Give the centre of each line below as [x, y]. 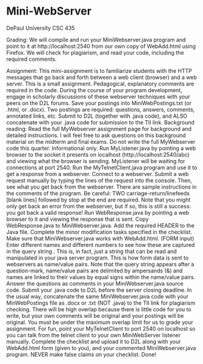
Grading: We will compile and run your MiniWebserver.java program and [96, 39]
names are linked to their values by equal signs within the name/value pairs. [101, 277]
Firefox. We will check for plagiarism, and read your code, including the [95, 52]
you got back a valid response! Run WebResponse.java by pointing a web [98, 212]
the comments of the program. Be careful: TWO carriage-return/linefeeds [98, 193]
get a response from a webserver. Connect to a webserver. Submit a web [98, 174]
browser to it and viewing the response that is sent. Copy [78, 219]
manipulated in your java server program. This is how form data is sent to [98, 258]
